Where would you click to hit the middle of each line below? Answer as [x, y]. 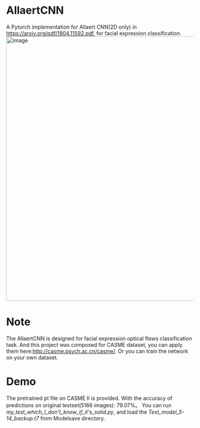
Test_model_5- [166, 412]
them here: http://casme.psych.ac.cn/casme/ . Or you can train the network [97, 351]
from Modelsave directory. [73, 418]
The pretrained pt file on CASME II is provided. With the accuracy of [89, 398]
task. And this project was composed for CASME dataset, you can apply [94, 344]
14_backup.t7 [23, 418]
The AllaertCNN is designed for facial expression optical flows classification [99, 338]
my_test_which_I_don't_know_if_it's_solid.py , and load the [77, 412]
